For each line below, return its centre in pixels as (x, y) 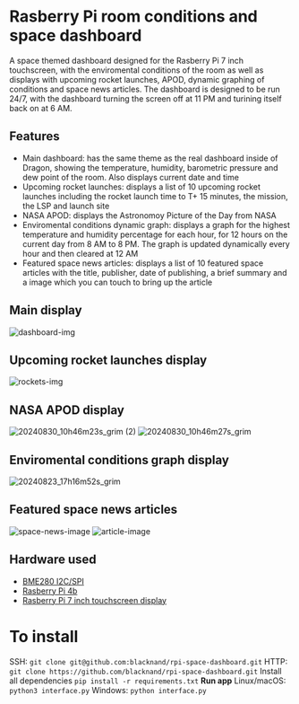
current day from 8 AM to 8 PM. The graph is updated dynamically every (156, 243)
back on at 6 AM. (41, 108)
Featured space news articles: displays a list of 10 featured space (143, 263)
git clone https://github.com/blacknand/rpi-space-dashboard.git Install (145, 671)
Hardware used (53, 560)
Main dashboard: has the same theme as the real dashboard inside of (150, 158)
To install (44, 636)
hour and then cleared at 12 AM (80, 253)
